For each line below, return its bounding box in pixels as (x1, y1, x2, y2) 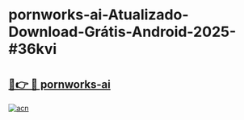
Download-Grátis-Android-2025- (8, 23, 237, 41)
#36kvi (8, 40, 57, 58)
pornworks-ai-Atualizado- (8, 6, 189, 24)
